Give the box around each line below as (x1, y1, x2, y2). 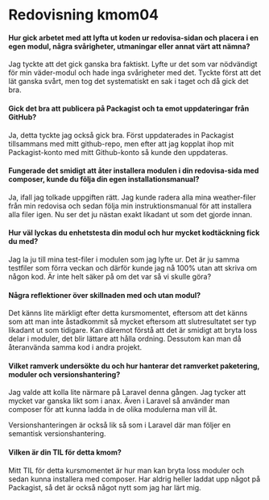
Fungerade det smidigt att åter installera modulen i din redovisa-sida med (8, 166, 259, 175)
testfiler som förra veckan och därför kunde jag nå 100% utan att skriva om (8, 263, 258, 272)
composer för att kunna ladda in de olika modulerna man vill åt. (8, 405, 217, 414)
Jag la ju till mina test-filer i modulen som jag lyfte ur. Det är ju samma (8, 254, 240, 264)
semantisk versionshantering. (8, 429, 106, 439)
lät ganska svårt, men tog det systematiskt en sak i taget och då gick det (8, 77, 249, 86)
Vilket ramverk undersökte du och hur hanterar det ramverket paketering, (8, 361, 260, 371)
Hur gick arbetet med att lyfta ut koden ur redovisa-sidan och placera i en (8, 32, 259, 42)
